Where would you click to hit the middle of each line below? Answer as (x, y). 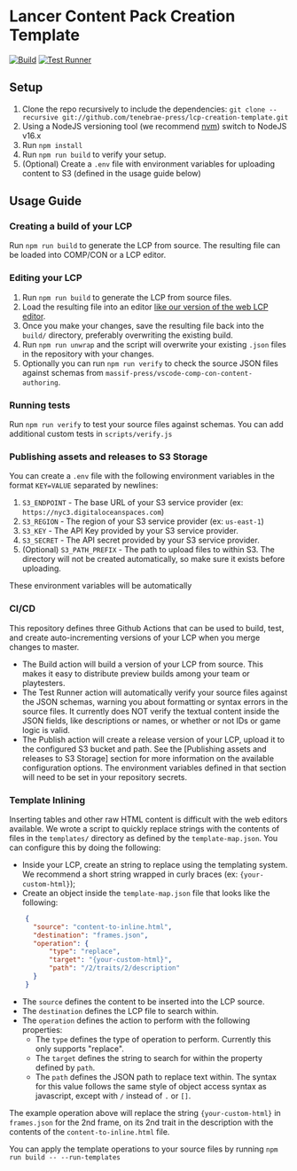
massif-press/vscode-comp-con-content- (179, 373)
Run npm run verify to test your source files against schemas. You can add (146, 425)
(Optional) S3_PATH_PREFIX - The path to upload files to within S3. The (148, 550)
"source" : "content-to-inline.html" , (102, 927)
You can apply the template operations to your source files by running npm (144, 1149)
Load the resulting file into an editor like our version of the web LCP (145, 307)
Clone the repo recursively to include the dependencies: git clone (144, 109)
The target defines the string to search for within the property (149, 1058)
